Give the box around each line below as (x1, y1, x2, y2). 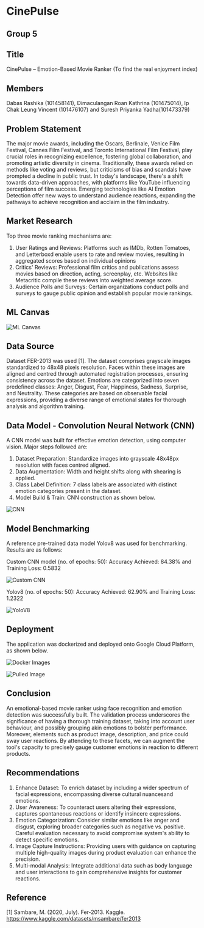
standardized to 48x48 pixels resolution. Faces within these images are (6, 364, 185, 371)
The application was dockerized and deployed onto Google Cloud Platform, (6, 640, 195, 648)
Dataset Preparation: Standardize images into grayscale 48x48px (15, 455, 179, 462)
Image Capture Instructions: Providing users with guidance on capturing (15, 842, 196, 850)
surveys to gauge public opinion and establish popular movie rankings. (15, 289, 193, 297)
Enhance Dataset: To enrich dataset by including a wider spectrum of (15, 784, 189, 791)
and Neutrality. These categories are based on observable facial (6, 390, 167, 397)
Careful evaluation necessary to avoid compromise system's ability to (15, 829, 190, 836)
